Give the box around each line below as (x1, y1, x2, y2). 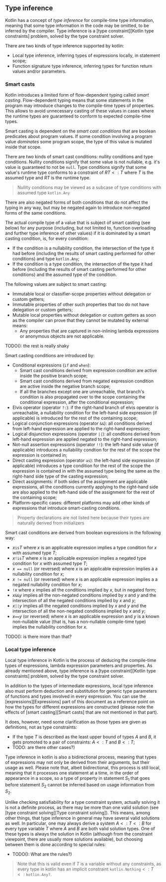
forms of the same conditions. (5, 210, 67, 216)
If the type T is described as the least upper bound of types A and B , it (12, 734, 157, 740)
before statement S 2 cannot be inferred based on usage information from (5, 782, 155, 789)
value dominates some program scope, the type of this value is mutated (5, 139, 152, 145)
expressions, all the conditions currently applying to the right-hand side (12, 484, 159, 490)
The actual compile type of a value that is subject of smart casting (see (5, 220, 150, 226)
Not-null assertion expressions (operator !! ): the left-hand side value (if (12, 442, 159, 448)
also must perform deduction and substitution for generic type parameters (5, 688, 157, 694)
